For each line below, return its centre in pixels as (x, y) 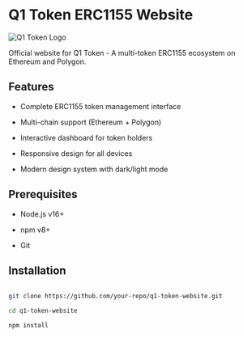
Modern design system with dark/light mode (94, 169)
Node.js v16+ (42, 214)
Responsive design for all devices (76, 153)
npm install (28, 326)
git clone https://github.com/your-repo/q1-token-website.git (115, 297)
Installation (37, 270)
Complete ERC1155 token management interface (100, 106)
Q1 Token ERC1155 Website (101, 15)
